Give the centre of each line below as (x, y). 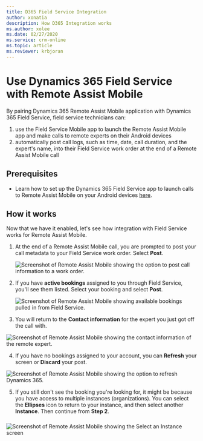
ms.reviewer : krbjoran (35, 51)
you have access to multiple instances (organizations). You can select (102, 399)
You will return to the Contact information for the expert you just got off (105, 319)
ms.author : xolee (28, 29)
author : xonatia (27, 18)
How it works (31, 214)
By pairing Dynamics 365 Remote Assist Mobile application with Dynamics (99, 111)
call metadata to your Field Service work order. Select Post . (89, 253)
